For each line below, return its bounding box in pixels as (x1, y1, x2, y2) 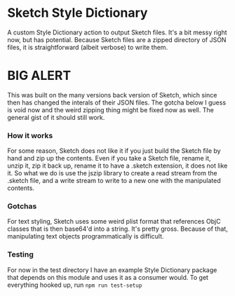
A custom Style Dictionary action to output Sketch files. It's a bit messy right (7, 28, 227, 36)
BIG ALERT (7, 68, 72, 83)
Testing (7, 250, 34, 260)
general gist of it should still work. (7, 113, 105, 121)
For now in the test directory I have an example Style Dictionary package (7, 265, 217, 274)
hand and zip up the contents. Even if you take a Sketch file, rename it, (7, 154, 212, 163)
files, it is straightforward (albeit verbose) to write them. (7, 43, 168, 51)
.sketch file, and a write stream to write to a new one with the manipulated (7, 177, 221, 185)
